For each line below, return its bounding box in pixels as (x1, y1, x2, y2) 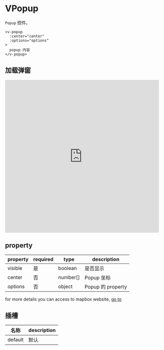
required (33, 256, 54, 262)
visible (7, 264, 23, 271)
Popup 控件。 (5, 20, 30, 25)
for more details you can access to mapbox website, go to (5, 296, 122, 302)
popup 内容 (9, 47, 30, 52)
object (58, 283, 73, 290)
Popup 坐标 (84, 274, 111, 281)
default (7, 336, 24, 343)
